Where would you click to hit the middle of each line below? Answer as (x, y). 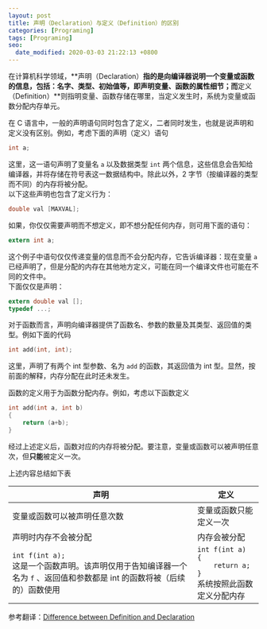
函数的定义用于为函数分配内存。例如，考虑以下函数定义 (99, 393)
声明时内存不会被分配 (52, 537)
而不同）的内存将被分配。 (50, 184)
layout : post (30, 16)
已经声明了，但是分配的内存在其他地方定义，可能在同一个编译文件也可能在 (130, 266)
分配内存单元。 (39, 106)
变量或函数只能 (225, 510)
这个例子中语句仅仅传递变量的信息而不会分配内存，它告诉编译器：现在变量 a (133, 256)
